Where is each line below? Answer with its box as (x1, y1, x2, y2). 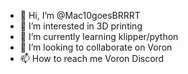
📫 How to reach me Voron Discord (19, 53, 165, 64)
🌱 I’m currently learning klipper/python (19, 31, 179, 42)
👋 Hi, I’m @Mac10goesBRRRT (19, 10, 141, 21)
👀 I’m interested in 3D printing (19, 20, 143, 32)
